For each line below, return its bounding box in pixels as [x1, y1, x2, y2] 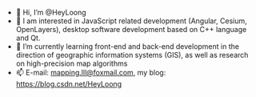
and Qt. [15, 33, 41, 42]
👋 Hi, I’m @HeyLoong [15, 8, 86, 17]
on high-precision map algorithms [15, 59, 128, 68]
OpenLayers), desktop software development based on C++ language [15, 25, 247, 34]
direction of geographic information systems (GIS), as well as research [15, 51, 249, 59]
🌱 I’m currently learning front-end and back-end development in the [15, 42, 240, 51]
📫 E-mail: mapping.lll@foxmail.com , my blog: [15, 68, 166, 77]
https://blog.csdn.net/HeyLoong [15, 79, 122, 88]
